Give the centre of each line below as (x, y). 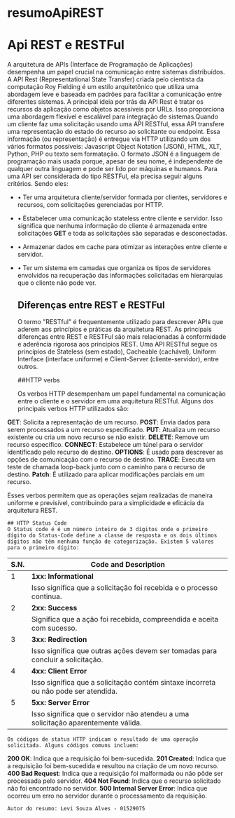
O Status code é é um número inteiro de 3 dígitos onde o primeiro (108, 529)
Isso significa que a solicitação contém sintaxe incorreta (123, 682)
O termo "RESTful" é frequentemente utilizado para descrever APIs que (120, 321)
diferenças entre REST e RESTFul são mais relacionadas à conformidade (122, 336)
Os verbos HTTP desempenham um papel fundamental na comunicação (121, 394)
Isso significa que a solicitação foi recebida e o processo (124, 587)
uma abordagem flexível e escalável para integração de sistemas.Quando (113, 116)
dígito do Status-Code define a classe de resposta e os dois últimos (112, 535)
